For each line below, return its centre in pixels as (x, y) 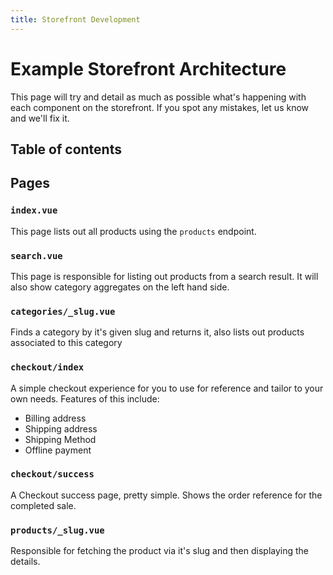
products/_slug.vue (57, 530)
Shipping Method (60, 439)
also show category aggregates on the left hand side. (120, 287)
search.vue (36, 255)
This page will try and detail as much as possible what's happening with (158, 97)
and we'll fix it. (40, 118)
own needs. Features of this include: (85, 398)
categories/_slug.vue (63, 311)
